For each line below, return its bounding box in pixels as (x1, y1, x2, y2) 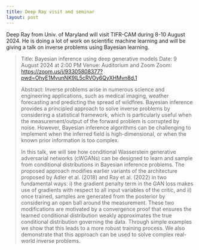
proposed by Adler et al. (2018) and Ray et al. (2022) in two (20, 173, 167, 181)
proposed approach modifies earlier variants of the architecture (20, 167, 178, 174)
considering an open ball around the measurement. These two (20, 199, 174, 206)
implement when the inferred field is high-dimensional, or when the (20, 130, 187, 138)
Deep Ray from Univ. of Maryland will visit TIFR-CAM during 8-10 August (6, 31, 185, 38)
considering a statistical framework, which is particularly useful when (20, 111, 192, 118)
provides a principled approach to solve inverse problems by (20, 105, 170, 112)
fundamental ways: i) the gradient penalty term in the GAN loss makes (20, 180, 194, 187)
